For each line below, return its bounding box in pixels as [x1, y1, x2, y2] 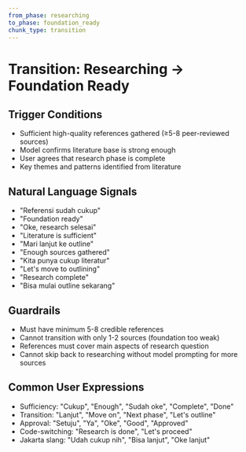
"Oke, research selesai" [19, 222, 97, 232]
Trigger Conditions [8, 108, 103, 121]
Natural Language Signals [8, 185, 138, 198]
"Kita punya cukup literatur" [19, 256, 110, 266]
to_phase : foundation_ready [8, 19, 101, 27]
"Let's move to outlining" [19, 264, 101, 274]
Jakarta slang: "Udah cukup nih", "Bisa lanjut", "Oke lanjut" [19, 435, 211, 444]
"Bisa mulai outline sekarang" [19, 281, 116, 291]
